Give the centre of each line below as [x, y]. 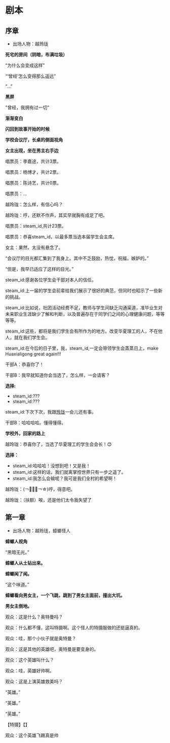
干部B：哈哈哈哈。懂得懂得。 [36, 423]
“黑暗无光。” [17, 552]
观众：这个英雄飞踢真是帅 [32, 735]
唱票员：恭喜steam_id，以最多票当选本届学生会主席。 [61, 237]
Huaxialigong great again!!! [33, 354]
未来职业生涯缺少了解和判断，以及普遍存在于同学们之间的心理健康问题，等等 [85, 314]
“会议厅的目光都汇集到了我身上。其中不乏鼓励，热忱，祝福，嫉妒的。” [77, 258]
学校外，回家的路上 [25, 433]
